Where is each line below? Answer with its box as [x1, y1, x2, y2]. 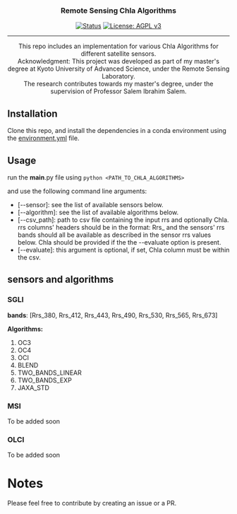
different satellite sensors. [80, 49, 157, 58]
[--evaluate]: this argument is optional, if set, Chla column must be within [17, 245, 230, 254]
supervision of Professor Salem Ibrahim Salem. [50, 87, 187, 95]
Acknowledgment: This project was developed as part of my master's [17, 57, 220, 66]
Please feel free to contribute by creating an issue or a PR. [7, 499, 177, 508]
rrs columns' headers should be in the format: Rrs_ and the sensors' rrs [17, 223, 225, 231]
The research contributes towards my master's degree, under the [23, 80, 214, 88]
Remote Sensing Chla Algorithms [61, 6, 176, 16]
